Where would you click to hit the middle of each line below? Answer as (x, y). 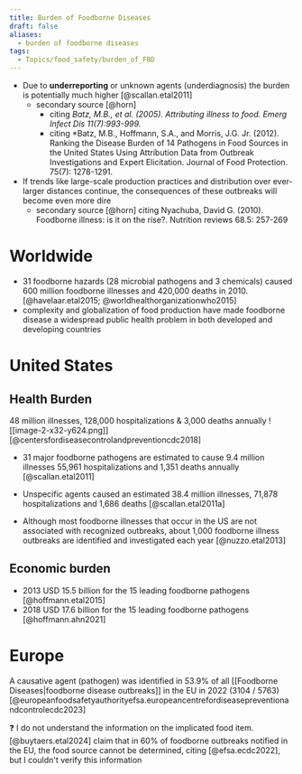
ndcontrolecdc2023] (48, 709)
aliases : (26, 34)
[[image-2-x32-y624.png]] (59, 430)
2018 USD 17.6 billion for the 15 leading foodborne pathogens (136, 610)
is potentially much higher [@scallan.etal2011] (107, 95)
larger (33, 191)
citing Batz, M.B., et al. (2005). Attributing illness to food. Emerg (168, 114)
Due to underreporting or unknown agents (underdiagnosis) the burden (156, 85)
